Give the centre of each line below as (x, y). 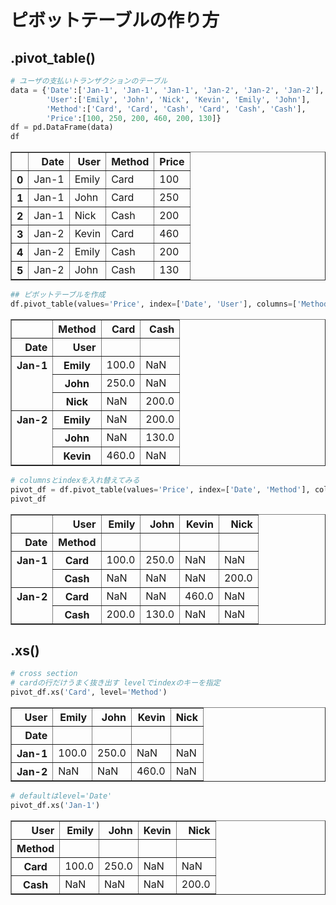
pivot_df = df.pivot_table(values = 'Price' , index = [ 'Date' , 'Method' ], (160, 489)
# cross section (44, 674)
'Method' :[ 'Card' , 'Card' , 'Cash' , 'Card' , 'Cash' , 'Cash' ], (176, 109)
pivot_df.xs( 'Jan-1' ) (55, 805)
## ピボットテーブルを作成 (58, 295)
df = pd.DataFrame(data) (62, 127)
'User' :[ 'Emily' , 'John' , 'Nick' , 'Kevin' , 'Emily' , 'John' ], (178, 99)
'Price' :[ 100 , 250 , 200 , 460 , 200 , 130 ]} (134, 118)
